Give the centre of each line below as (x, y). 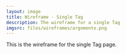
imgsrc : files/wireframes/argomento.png (57, 28)
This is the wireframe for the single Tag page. (62, 45)
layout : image (24, 11)
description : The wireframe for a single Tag (63, 22)
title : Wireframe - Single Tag (45, 17)
